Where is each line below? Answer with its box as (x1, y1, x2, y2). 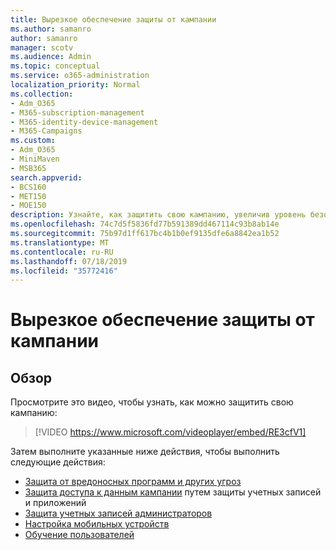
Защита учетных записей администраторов (24, 507, 213, 520)
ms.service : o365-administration (10, 71, 150, 81)
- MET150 (10, 191, 47, 201)
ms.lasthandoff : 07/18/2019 (10, 256, 128, 266)
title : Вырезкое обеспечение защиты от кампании (10, 14, 217, 25)
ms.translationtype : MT (10, 237, 110, 248)
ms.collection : (10, 89, 74, 99)
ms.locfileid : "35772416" (10, 266, 118, 276)
